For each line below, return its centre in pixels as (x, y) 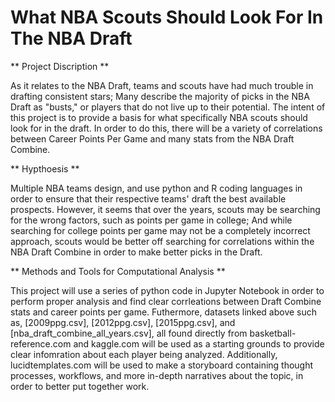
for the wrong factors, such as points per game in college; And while (151, 220)
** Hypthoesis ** (45, 168)
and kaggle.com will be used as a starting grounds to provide (199, 343)
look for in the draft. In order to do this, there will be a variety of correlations (166, 128)
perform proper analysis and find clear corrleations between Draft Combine (166, 301)
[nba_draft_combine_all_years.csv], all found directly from (129, 333)
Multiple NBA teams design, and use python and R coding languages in (156, 188)
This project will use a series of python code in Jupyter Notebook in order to (167, 290)
